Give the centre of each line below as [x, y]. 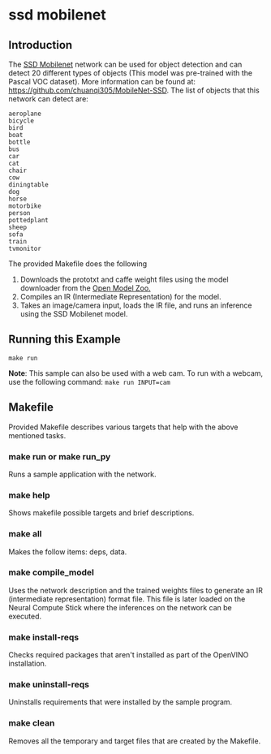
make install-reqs [44, 637]
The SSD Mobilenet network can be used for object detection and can [125, 64]
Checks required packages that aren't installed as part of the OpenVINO [129, 655]
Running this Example [65, 340]
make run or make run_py [60, 456]
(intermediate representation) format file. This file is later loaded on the [127, 599]
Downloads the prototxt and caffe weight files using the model [124, 279]
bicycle [22, 121]
